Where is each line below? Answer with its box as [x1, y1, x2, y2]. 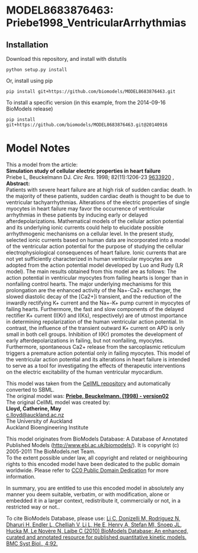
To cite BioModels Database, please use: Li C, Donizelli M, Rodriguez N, [6, 515, 181, 522]
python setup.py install [6, 67, 67, 73]
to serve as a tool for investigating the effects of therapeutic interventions [6, 362, 186, 369]
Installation [6, 40, 48, 50]
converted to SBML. [6, 386, 55, 393]
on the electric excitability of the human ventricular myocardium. [6, 368, 164, 376]
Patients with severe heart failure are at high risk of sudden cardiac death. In [6, 186, 193, 193]
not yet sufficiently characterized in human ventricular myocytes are [6, 255, 173, 262]
